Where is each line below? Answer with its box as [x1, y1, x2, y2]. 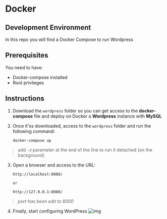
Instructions [5, 94, 44, 103]
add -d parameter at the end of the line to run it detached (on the [17, 147, 153, 153]
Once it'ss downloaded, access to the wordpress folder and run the [12, 123, 151, 129]
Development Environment [5, 23, 91, 32]
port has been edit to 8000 [17, 198, 74, 204]
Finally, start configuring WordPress [12, 208, 87, 214]
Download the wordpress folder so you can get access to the [12, 107, 138, 114]
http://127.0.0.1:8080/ [12, 189, 63, 194]
